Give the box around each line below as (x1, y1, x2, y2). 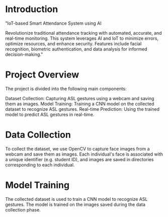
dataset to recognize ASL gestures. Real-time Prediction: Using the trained (5, 106, 160, 112)
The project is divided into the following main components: (5, 86, 127, 92)
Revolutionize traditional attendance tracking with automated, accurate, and (5, 30, 162, 36)
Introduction (5, 4, 58, 15)
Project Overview (5, 69, 79, 81)
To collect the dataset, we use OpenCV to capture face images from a (5, 146, 150, 152)
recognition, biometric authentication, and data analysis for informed (5, 46, 147, 52)
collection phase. (5, 206, 41, 212)
